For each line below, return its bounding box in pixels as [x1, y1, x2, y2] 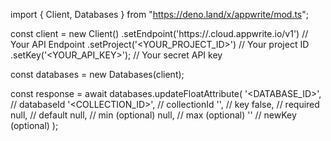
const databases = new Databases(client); [10, 69, 185, 80]
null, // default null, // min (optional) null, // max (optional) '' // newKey [10, 109, 297, 121]
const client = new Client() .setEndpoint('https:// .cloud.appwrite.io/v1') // [10, 28, 309, 39]
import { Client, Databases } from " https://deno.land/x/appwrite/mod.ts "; [10, 9, 309, 20]
